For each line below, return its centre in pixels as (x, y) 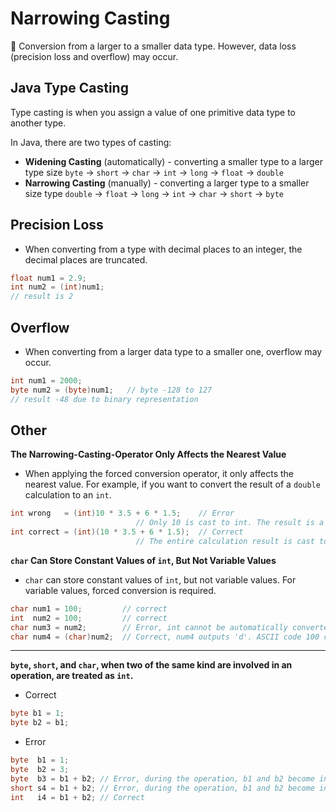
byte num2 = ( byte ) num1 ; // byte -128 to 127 (111, 390)
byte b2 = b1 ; (40, 723)
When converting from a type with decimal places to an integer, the (163, 249)
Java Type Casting (69, 88)
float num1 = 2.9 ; (48, 278)
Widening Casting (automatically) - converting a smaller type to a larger (173, 161)
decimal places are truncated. (86, 259)
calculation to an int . (68, 495)
